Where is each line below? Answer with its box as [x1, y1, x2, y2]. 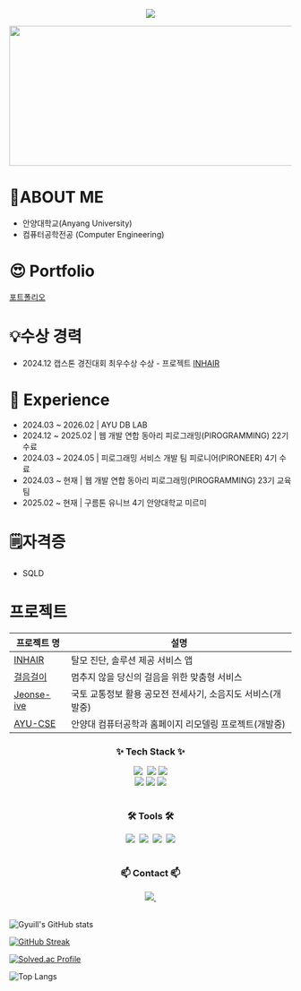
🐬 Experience [9, 390, 110, 409]
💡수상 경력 [9, 327, 82, 347]
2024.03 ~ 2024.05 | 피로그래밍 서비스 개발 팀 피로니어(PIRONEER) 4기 [21, 452, 278, 463]
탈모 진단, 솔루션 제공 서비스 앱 [71, 654, 193, 667]
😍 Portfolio [9, 261, 96, 281]
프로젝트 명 [16, 636, 61, 649]
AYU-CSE [13, 717, 56, 729]
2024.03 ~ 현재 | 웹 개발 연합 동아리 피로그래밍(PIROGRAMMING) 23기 [21, 475, 275, 486]
